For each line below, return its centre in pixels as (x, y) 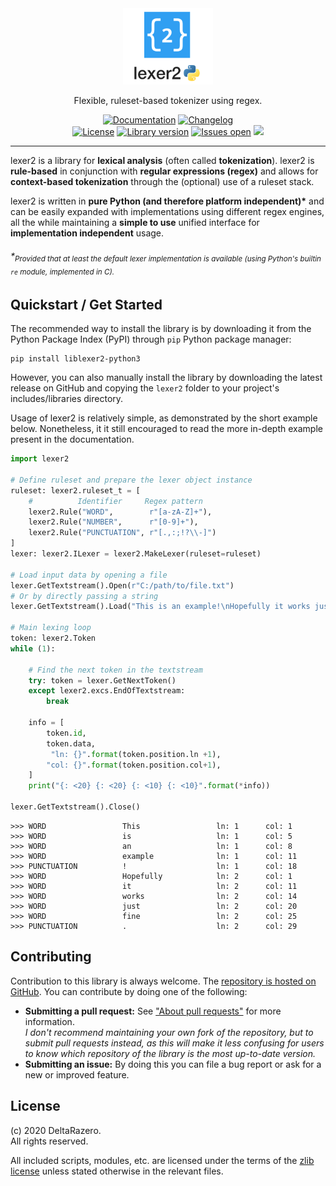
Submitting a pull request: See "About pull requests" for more (153, 1011)
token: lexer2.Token (53, 638)
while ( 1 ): (33, 648)
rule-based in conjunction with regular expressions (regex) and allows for (164, 171)
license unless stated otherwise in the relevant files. (117, 1171)
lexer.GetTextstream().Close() (75, 807)
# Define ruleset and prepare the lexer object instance (131, 480)
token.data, (71, 743)
